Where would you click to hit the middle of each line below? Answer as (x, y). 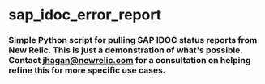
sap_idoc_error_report (85, 15)
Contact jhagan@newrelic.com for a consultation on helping (130, 61)
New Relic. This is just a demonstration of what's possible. (126, 50)
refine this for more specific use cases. (87, 70)
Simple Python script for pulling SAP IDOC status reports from (133, 40)
